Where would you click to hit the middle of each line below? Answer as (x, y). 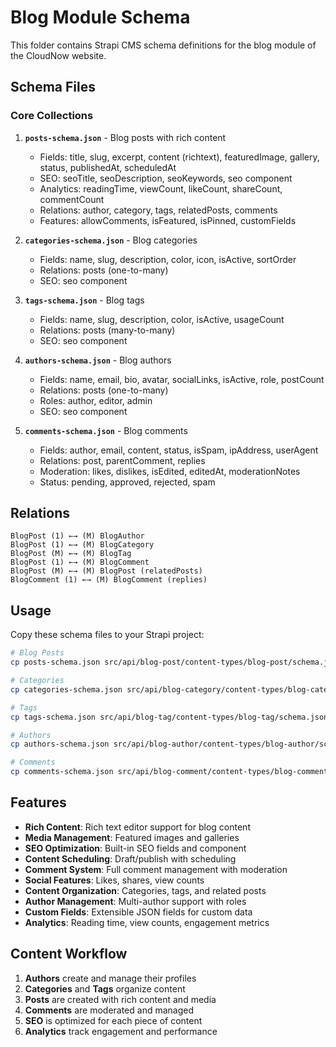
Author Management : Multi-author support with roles (135, 901)
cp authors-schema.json (60, 744)
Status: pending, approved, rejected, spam (127, 482)
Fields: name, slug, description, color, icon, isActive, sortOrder (168, 259)
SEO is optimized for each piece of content (113, 1020)
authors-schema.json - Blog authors (98, 360)
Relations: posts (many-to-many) (107, 330)
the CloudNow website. (58, 55)
